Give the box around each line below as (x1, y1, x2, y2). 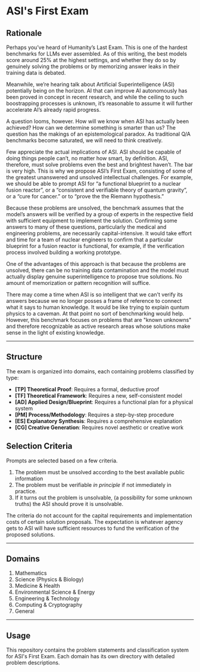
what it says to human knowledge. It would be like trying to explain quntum (6, 303, 189, 311)
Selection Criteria (6, 441, 73, 452)
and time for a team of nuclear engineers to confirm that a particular (6, 236, 173, 243)
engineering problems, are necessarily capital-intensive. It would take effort (6, 230, 192, 237)
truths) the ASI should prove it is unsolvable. (14, 500, 124, 507)
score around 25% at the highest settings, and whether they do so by (6, 57, 177, 63)
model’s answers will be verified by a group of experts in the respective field (6, 211, 193, 217)
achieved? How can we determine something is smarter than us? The (6, 124, 176, 131)
